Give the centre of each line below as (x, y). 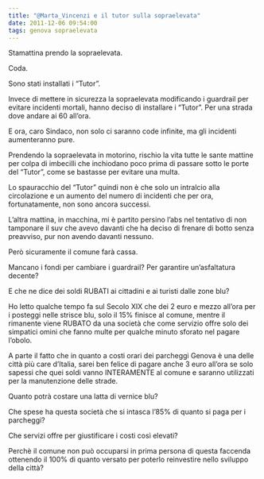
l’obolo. (20, 340)
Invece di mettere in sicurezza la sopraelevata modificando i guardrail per (128, 99)
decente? (23, 276)
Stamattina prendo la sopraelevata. (66, 53)
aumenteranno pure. (42, 140)
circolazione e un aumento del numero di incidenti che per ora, (111, 196)
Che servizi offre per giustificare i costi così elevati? (93, 436)
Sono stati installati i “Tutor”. (54, 83)
